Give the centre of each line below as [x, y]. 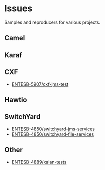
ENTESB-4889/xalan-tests [39, 162]
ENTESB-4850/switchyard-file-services [53, 134]
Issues [19, 9]
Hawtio [16, 100]
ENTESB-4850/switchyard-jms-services [53, 129]
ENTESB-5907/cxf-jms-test [40, 84]
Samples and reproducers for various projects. [52, 22]
